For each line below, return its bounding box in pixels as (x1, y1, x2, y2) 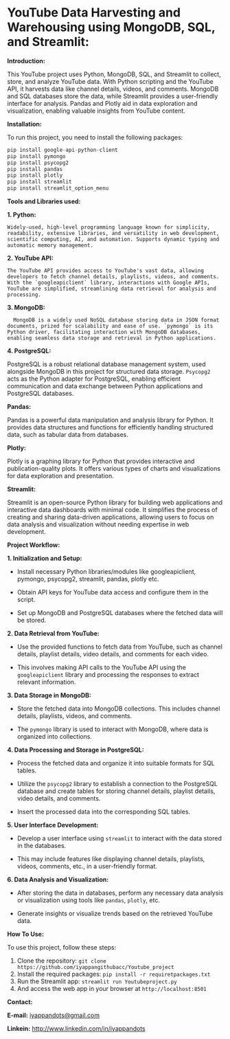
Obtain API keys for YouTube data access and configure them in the (16, 588, 209, 596)
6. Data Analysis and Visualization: (7, 875, 109, 884)
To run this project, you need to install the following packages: (7, 133, 183, 142)
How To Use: (7, 930, 45, 939)
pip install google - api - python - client (7, 146, 118, 153)
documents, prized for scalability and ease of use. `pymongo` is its (7, 323, 214, 330)
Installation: (7, 120, 43, 128)
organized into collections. (16, 733, 93, 741)
